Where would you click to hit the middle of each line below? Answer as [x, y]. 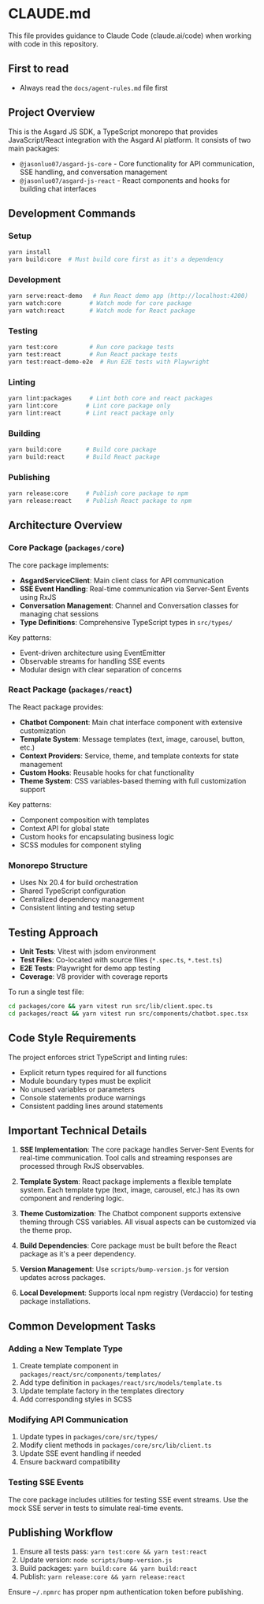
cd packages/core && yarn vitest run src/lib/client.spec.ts [111, 1006]
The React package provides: [56, 707]
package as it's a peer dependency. [78, 1254]
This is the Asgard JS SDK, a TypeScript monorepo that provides [113, 132]
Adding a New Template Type [66, 1349]
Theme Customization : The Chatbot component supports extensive [130, 1214]
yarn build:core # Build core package [82, 450]
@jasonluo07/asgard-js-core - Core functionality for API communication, [137, 163]
